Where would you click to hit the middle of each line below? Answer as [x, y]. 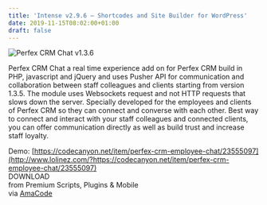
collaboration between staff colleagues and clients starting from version [126, 85]
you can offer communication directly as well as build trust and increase [126, 127]
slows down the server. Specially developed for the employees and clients [130, 102]
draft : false [30, 30]
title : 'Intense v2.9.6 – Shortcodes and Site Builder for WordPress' [128, 15]
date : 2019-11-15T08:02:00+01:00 [64, 23]
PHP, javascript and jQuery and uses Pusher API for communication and [126, 77]
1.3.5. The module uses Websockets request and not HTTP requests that [127, 94]
